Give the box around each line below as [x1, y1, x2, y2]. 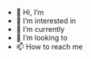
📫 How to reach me [15, 42, 83, 51]
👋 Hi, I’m [15, 8, 44, 17]
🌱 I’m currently [15, 25, 65, 33]
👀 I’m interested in [15, 16, 77, 26]
